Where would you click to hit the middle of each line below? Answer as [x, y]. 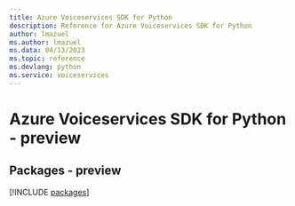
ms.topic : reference [48, 59]
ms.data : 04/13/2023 [48, 51]
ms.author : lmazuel [45, 42]
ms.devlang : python [45, 67]
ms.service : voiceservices [59, 75]
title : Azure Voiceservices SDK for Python [91, 17]
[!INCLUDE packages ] [49, 192]
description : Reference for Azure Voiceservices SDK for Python [131, 26]
